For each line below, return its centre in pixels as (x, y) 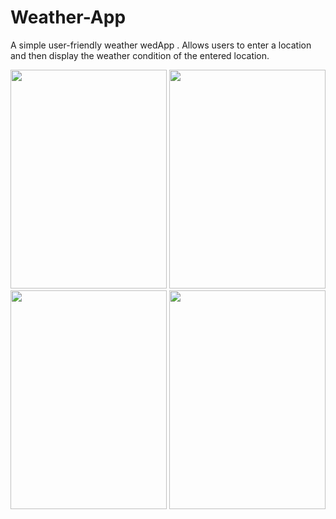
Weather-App (68, 17)
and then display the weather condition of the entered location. (140, 55)
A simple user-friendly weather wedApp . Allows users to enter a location (161, 45)
